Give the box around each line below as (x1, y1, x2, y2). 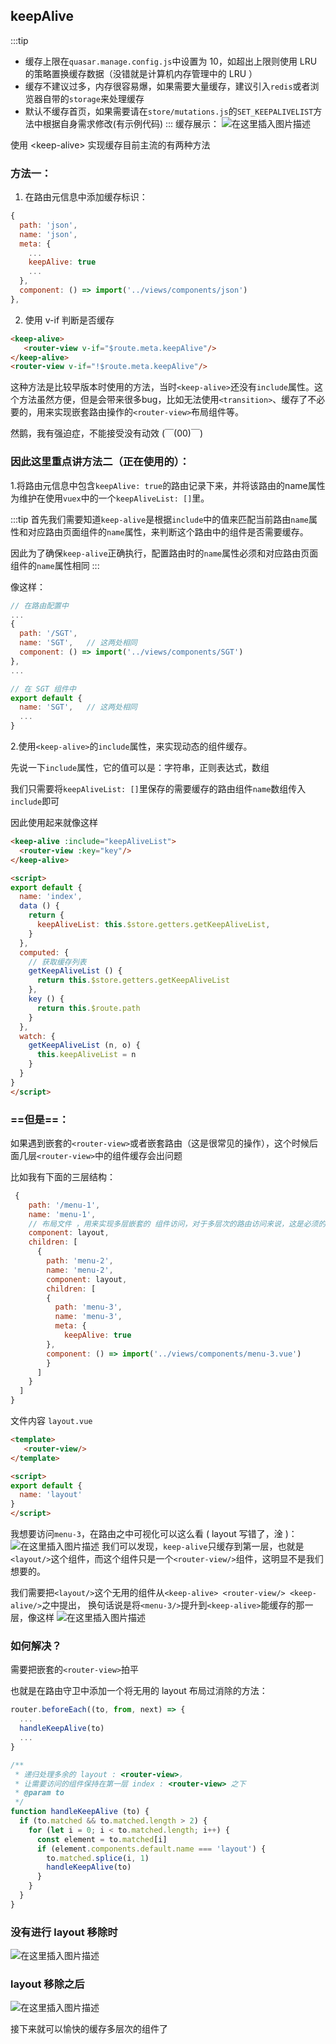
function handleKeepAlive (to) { (10, 1807, 150, 1817)
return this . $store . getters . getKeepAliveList (36, 975, 230, 986)
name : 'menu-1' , (28, 1209, 97, 1219)
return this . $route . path (36, 1003, 141, 1013)
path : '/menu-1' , (28, 1200, 101, 1210)
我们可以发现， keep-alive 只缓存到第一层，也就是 (101, 1540, 305, 1553)
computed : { (19, 947, 70, 958)
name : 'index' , (19, 892, 83, 902)
